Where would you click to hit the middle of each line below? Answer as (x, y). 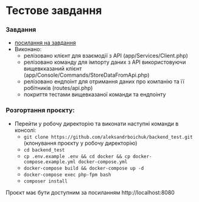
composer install (46, 181)
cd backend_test (44, 150)
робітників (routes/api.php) (58, 88)
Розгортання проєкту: (40, 110)
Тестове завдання (54, 11)
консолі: (25, 130)
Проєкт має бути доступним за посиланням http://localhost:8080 (90, 192)
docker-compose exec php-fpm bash (67, 175)
